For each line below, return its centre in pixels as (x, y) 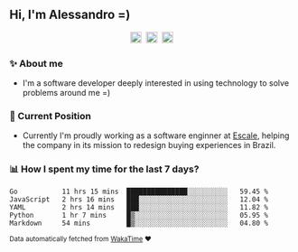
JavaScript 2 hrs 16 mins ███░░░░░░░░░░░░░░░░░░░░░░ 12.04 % (139, 199)
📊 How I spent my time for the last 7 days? (104, 169)
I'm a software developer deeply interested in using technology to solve (156, 83)
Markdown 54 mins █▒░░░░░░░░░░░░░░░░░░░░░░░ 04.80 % (139, 223)
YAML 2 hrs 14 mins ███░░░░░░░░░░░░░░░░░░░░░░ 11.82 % (139, 207)
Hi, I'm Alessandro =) (70, 15)
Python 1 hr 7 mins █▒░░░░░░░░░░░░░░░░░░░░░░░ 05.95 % (139, 215)
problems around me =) (66, 93)
